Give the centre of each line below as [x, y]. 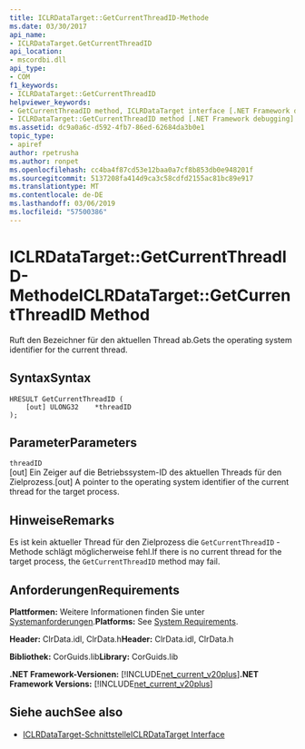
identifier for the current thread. [69, 350]
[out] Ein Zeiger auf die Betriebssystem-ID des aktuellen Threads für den [146, 472]
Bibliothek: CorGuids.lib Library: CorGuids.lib [94, 656]
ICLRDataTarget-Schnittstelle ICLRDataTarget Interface [123, 734]
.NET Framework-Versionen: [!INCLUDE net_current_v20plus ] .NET [134, 674]
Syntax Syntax [50, 378]
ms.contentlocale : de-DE [56, 195]
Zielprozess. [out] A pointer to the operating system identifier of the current [149, 482]
